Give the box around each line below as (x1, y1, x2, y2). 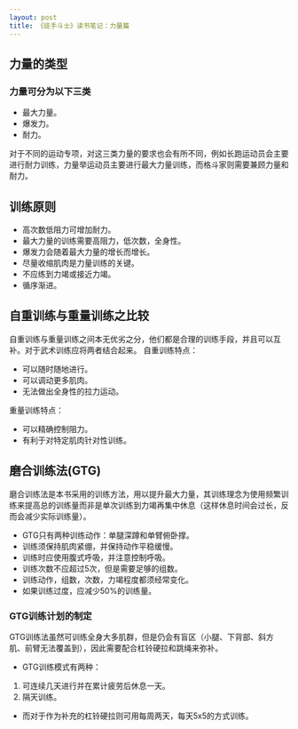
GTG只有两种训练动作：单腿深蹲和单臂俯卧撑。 (21, 530, 194, 541)
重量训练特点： (9, 405, 64, 415)
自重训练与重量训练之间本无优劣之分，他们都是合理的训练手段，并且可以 (9, 333, 273, 344)
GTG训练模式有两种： (21, 661, 101, 672)
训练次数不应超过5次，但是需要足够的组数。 (21, 563, 184, 573)
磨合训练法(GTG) (9, 463, 102, 478)
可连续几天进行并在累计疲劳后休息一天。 (21, 680, 170, 691)
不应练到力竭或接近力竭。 (21, 268, 116, 279)
